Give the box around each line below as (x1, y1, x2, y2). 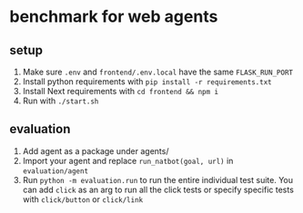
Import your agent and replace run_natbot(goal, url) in (22, 155, 234, 166)
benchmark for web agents (9, 6, 218, 27)
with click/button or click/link (22, 193, 144, 205)
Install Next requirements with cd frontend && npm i (22, 86, 219, 96)
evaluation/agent (22, 166, 89, 176)
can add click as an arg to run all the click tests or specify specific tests (22, 184, 294, 195)
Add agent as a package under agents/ (22, 145, 169, 156)
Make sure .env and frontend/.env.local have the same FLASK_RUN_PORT (22, 66, 294, 77)
